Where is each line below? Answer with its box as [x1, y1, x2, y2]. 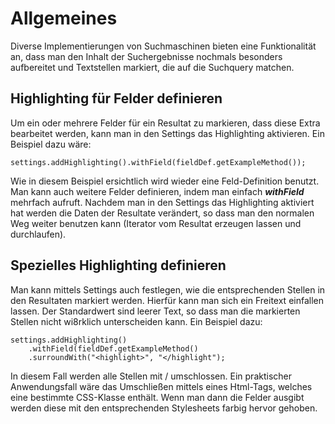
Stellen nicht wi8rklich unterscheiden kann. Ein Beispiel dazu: [10, 315, 263, 327]
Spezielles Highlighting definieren [10, 257, 227, 274]
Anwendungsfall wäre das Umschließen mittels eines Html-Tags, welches [10, 380, 313, 392]
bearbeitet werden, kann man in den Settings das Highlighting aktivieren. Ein [10, 127, 325, 139]
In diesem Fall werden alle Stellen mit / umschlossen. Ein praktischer [10, 370, 292, 382]
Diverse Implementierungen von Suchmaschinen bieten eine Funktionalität [10, 40, 317, 52]
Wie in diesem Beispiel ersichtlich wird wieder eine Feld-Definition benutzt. [10, 175, 320, 187]
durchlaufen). [10, 228, 67, 240]
